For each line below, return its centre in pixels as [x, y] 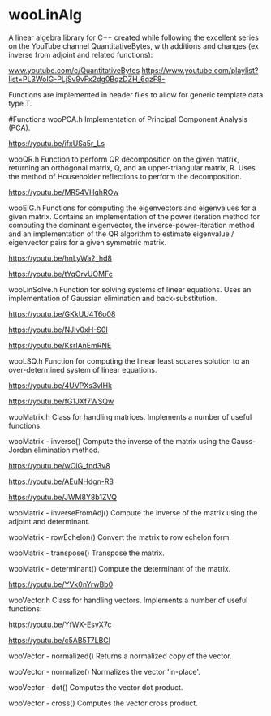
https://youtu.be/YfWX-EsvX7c [60, 624]
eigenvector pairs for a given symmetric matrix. [88, 242]
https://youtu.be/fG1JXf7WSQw [61, 401]
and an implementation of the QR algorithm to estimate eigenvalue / [121, 234]
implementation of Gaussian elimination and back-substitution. [113, 298]
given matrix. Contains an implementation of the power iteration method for [134, 216]
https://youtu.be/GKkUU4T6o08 [62, 313]
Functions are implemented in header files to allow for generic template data [136, 94]
